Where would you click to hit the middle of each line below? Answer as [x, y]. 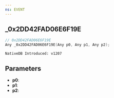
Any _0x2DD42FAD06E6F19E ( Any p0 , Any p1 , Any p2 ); [57, 45]
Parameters [23, 68]
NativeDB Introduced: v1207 [34, 54]
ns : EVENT [15, 9]
